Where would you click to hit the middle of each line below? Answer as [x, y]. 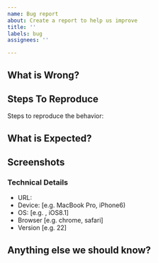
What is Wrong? [44, 75]
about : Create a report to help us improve [73, 21]
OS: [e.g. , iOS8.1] [43, 213]
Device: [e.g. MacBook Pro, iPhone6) [72, 205]
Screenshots [36, 162]
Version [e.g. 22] [42, 228]
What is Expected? [50, 138]
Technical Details [38, 182]
